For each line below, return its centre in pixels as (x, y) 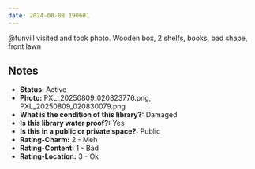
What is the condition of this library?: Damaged (98, 115)
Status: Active (43, 90)
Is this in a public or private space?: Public (90, 131)
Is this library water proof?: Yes (72, 123)
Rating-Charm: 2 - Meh (58, 140)
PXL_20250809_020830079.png (73, 106)
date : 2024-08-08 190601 (49, 15)
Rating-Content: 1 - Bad (59, 148)
